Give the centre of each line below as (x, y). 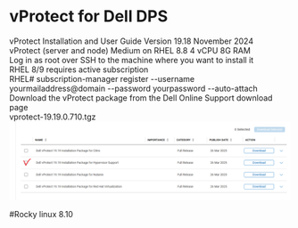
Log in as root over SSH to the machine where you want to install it (132, 60)
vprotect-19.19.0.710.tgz (53, 117)
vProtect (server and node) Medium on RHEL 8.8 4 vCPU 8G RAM (130, 50)
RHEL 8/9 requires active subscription (79, 69)
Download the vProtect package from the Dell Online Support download (141, 98)
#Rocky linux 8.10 (41, 214)
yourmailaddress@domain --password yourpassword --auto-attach (134, 88)
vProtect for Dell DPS (89, 16)
